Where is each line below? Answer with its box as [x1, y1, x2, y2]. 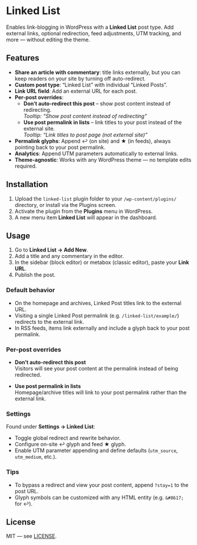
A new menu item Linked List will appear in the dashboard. [14, 213, 158, 221]
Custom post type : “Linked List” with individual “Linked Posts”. [14, 81, 168, 88]
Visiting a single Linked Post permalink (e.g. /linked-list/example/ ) [14, 312, 179, 319]
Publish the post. [14, 272, 56, 279]
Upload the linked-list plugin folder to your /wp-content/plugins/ [14, 195, 177, 202]
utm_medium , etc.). [14, 453, 57, 460]
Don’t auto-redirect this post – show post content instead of [23, 100, 171, 107]
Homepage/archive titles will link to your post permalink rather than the [14, 389, 187, 396]
